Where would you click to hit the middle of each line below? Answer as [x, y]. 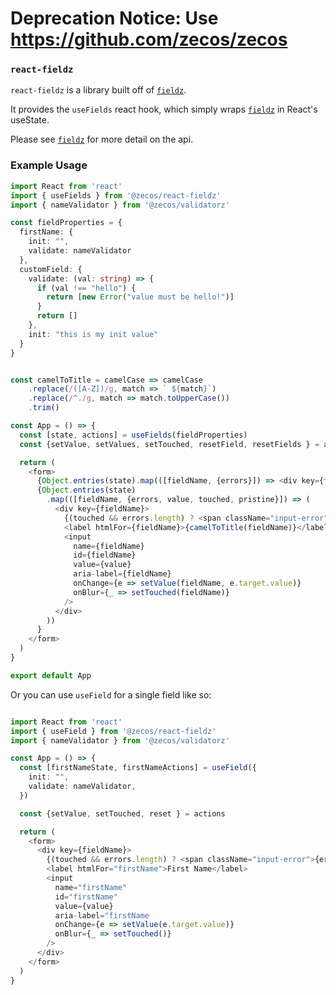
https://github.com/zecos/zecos [149, 39]
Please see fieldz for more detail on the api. [102, 139]
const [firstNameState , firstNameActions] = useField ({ [138, 768]
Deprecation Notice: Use [114, 18]
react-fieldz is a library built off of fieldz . [98, 90]
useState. [30, 120]
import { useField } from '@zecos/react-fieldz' [113, 731]
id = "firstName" [86, 897]
